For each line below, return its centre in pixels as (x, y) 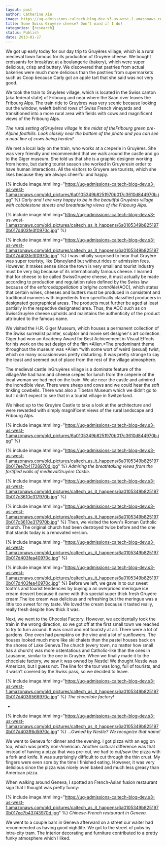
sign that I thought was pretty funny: (42, 787)
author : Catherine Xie (29, 14)
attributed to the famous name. (37, 319)
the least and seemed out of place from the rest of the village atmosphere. (81, 360)
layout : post (19, 10)
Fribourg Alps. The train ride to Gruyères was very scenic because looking (81, 103)
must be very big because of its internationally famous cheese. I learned (79, 271)
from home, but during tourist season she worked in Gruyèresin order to (79, 164)
